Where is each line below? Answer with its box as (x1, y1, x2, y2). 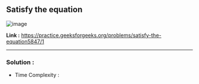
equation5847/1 (6, 38, 44, 45)
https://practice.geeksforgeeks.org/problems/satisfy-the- (21, 32, 162, 39)
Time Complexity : (14, 72, 60, 79)
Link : (6, 32, 20, 39)
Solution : (6, 58, 34, 66)
